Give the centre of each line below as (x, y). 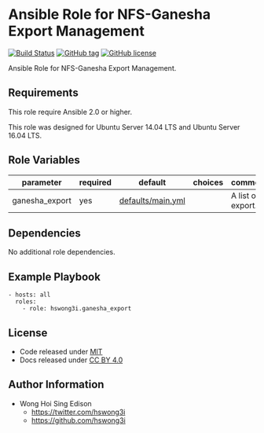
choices (208, 182)
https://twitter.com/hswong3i (78, 412)
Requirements (43, 93)
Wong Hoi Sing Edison (55, 403)
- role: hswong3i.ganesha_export (77, 309)
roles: (26, 302)
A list (240, 196)
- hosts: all (29, 295)
